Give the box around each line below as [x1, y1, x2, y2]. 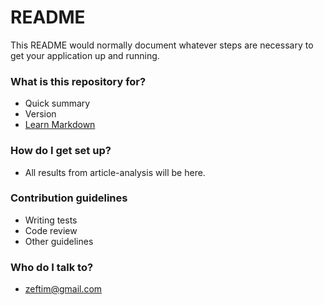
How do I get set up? [10, 144, 112, 158]
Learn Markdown [24, 119, 96, 131]
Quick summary [24, 97, 91, 110]
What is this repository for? [10, 74, 147, 88]
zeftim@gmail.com [24, 283, 103, 295]
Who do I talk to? [10, 260, 94, 274]
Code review [24, 224, 78, 236]
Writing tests [24, 214, 78, 226]
